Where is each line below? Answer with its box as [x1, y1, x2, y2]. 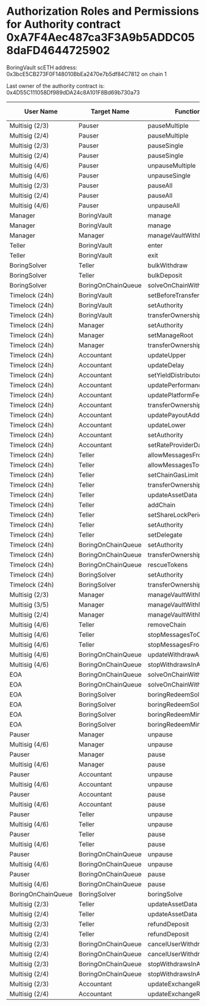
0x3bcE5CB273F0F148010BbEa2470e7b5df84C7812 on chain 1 [6, 70, 167, 77]
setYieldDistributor [147, 370, 201, 379]
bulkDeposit [147, 271, 183, 279]
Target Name [91, 107, 130, 115]
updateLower [147, 421, 186, 429]
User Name [24, 107, 58, 115]
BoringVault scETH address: [6, 63, 78, 71]
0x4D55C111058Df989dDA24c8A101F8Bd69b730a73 [6, 88, 140, 96]
